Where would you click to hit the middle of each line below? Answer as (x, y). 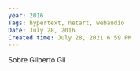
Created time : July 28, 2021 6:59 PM (70, 37)
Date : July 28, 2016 (42, 30)
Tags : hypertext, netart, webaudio (66, 23)
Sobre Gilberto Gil (37, 60)
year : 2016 (26, 15)
